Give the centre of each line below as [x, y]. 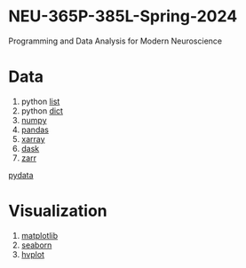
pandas [35, 130]
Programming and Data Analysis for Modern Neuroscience [115, 41]
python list [40, 101]
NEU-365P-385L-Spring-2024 [123, 16]
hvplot [33, 254]
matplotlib [40, 235]
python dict [42, 110]
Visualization [58, 211]
